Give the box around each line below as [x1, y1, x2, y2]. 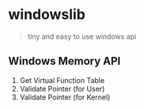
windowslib [8, 6, 85, 24]
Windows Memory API [8, 54, 121, 68]
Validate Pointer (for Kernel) [19, 92, 111, 102]
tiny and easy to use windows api [27, 32, 137, 41]
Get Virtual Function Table [19, 75, 105, 85]
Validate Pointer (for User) [19, 84, 105, 93]
